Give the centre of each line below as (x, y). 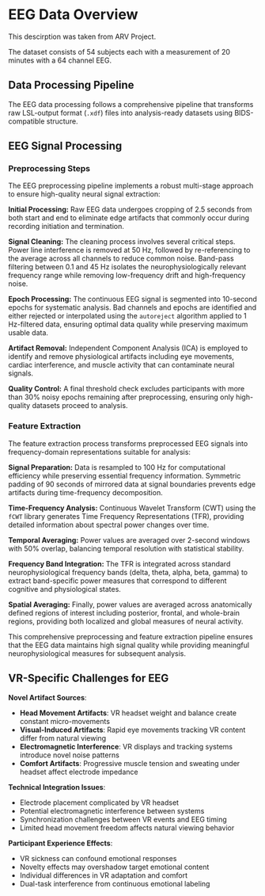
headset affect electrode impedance (79, 772)
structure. (62, 121)
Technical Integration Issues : (57, 787)
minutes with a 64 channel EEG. (60, 60)
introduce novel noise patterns (70, 755)
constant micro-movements (65, 721)
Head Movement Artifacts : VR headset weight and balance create (128, 713)
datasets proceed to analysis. (80, 406)
